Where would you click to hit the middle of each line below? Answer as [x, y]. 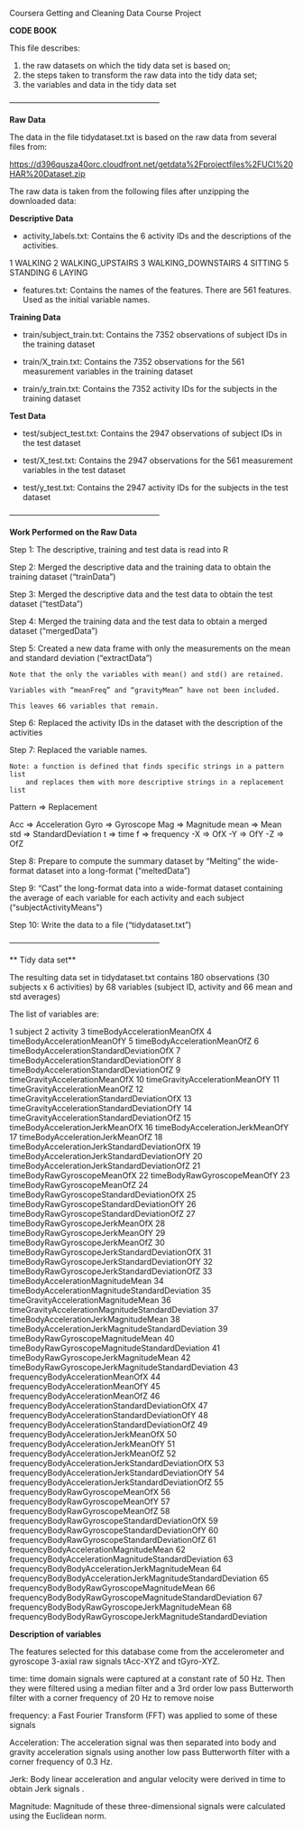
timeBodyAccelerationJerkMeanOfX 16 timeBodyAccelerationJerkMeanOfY [149, 1127]
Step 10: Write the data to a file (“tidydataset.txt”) [101, 925]
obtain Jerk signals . [47, 1788]
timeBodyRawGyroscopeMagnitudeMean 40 [92, 1338]
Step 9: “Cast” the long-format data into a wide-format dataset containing [146, 888]
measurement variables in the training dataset [108, 371]
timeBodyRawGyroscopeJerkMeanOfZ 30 [87, 1242]
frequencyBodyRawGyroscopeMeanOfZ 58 [90, 1511]
